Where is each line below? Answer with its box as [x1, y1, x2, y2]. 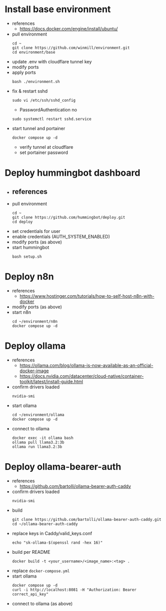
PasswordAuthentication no [19, 106, 77, 112]
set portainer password [19, 149, 69, 155]
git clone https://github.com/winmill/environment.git [12, 45, 130, 50]
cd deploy [12, 219, 33, 224]
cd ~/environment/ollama [12, 412, 65, 417]
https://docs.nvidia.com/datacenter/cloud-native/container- [19, 373, 144, 379]
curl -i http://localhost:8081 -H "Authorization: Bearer [12, 587, 137, 592]
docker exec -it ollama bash [12, 435, 74, 440]
